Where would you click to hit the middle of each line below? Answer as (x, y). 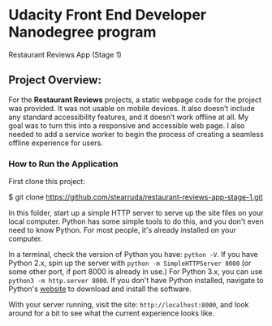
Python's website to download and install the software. (100, 289)
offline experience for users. (56, 143)
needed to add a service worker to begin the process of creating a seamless (136, 134)
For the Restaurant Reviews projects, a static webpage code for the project (135, 100)
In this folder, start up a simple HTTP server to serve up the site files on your (136, 213)
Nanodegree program (82, 32)
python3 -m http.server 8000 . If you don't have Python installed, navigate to (136, 281)
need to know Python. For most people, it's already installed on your (123, 230)
